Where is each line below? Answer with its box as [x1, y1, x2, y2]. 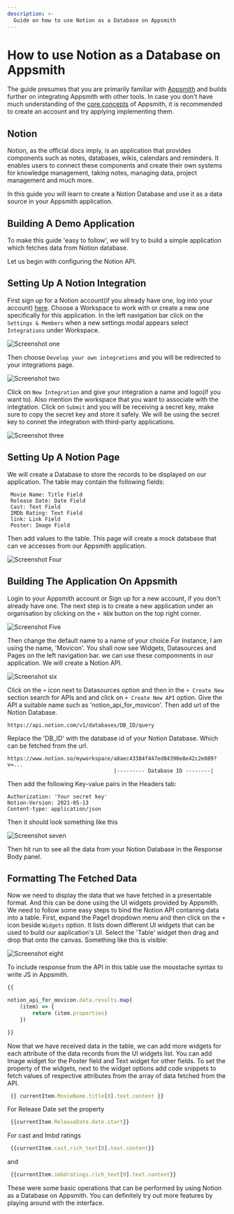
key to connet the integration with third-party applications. [7, 417, 175, 426]
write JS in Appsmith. [7, 971, 69, 979]
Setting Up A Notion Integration [7, 278, 147, 290]
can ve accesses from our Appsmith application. [7, 541, 147, 550]
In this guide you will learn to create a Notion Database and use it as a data [7, 190, 223, 198]
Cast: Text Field [10, 503, 61, 511]
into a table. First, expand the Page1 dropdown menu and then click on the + [7, 913, 226, 922]
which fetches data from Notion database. [7, 243, 129, 252]
